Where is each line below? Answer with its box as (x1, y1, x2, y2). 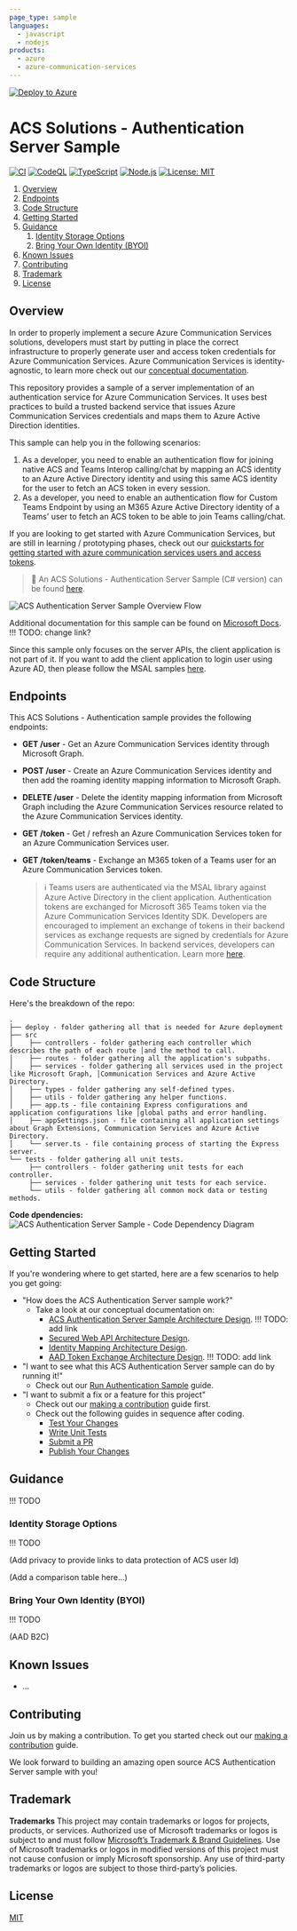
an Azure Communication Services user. (21, 838, 169, 848)
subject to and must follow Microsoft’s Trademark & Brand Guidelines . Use (9, 1834, 281, 1845)
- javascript (17, 29, 66, 38)
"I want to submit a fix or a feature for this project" (21, 1389, 207, 1400)
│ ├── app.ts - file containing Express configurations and (9, 1101, 248, 1110)
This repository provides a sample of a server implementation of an (9, 382, 255, 393)
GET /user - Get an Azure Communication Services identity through (21, 739, 270, 750)
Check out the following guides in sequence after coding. (35, 1409, 246, 1419)
